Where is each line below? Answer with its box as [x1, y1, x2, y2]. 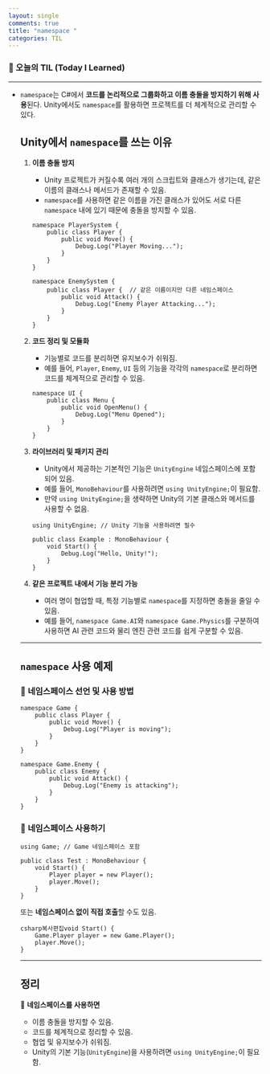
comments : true [8, 19, 59, 27]
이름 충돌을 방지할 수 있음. [31, 1017, 114, 1027]
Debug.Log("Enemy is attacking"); [63, 782, 179, 790]
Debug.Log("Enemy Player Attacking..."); [75, 300, 216, 308]
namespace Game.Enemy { [19, 761, 100, 769]
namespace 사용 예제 [19, 660, 113, 673]
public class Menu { [47, 397, 116, 405]
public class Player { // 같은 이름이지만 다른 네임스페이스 [47, 286, 234, 294]
